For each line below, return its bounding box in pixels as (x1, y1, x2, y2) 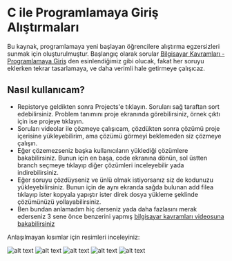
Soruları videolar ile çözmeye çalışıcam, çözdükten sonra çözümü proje (17, 124, 220, 132)
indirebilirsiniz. (17, 168, 59, 176)
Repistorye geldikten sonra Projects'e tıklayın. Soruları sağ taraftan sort (17, 102, 220, 111)
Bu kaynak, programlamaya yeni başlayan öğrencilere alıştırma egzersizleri (7, 42, 220, 50)
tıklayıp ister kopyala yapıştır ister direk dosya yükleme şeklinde (17, 190, 199, 198)
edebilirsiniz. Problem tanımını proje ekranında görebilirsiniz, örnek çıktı (17, 109, 221, 118)
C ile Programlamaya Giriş (7, 5, 159, 21)
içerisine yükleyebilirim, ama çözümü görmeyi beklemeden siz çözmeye (17, 132, 222, 140)
